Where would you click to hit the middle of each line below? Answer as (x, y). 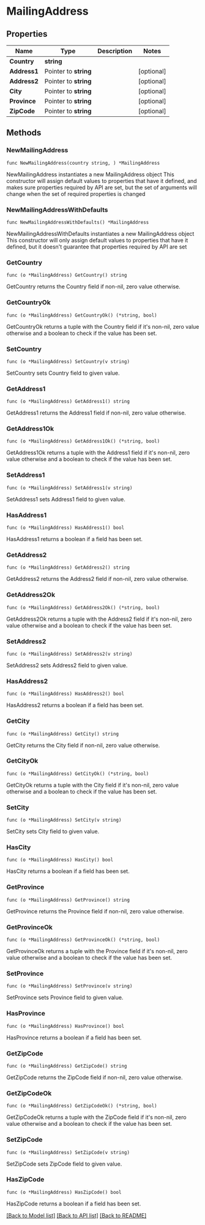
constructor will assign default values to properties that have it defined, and (102, 181)
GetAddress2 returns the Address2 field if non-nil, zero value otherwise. (97, 579)
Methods (24, 133)
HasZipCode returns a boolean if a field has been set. (74, 1204)
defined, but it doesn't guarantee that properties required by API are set (97, 247)
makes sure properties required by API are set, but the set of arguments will (102, 187)
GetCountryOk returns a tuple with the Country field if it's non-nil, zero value (103, 326)
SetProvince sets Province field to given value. (65, 998)
